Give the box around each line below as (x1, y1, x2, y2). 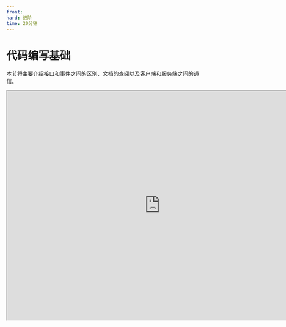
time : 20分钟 (6, 20, 38, 26)
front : (6, 9, 23, 15)
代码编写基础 (6, 48, 71, 62)
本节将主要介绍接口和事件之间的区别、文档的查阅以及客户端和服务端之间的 (6, 70, 194, 77)
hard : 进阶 (6, 15, 32, 21)
